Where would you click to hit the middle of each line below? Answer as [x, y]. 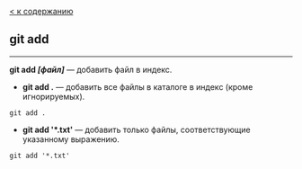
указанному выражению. [71, 139]
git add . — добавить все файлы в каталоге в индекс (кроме [138, 86]
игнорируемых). [53, 96]
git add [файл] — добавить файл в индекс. [91, 69]
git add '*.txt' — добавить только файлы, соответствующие [136, 129]
